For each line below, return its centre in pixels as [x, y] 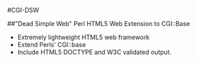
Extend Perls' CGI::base [51, 44]
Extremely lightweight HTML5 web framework [83, 37]
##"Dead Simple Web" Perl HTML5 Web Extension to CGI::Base [99, 23]
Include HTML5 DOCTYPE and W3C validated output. [94, 52]
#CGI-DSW [23, 10]
